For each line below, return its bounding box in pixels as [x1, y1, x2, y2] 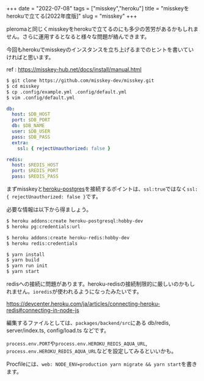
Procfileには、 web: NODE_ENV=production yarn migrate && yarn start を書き [6, 360, 197, 368]
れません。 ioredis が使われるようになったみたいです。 [6, 288, 142, 295]
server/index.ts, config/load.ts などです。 [6, 327, 110, 334]
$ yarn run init [6, 263, 48, 269]
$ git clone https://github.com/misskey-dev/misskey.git [6, 78, 155, 84]
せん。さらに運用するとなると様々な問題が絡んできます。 [6, 33, 150, 40]
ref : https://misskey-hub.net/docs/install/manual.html [6, 66, 142, 73]
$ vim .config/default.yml [6, 95, 75, 101]
